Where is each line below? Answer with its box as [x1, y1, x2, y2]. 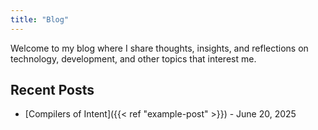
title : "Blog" [10, 14, 70, 25]
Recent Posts [10, 82, 95, 99]
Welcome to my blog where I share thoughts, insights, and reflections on [10, 42, 309, 54]
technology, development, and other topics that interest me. [10, 52, 257, 65]
